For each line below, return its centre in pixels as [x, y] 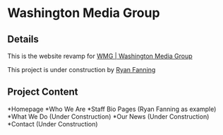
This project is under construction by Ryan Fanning [82, 70]
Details [23, 39]
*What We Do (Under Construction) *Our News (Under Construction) [108, 116]
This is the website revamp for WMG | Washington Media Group [100, 56]
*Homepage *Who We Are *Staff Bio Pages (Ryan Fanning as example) [112, 109]
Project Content [43, 92]
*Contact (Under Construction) [53, 124]
